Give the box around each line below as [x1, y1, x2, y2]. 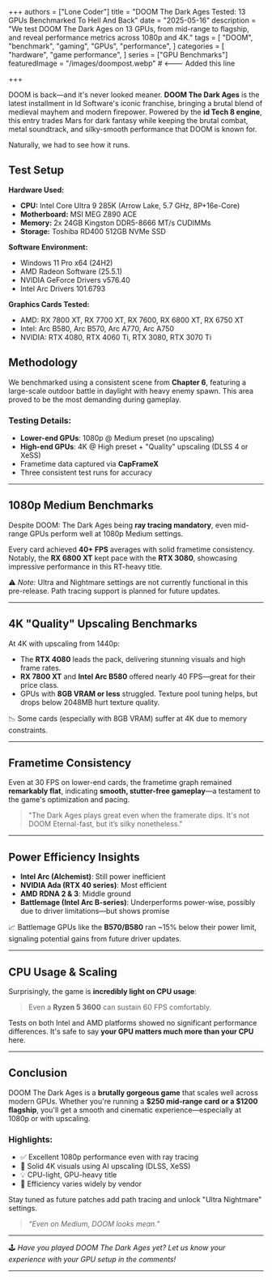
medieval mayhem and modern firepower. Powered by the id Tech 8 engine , [8, 107, 262, 117]
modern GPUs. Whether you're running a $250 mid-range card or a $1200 [8, 1096, 258, 1106]
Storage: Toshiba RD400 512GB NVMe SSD [19, 226, 166, 236]
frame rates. [19, 663, 62, 672]
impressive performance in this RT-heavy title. [8, 561, 163, 571]
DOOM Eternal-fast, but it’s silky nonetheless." [28, 819, 183, 829]
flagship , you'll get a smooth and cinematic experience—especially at [8, 1105, 241, 1115]
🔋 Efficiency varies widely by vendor [19, 1179, 142, 1189]
